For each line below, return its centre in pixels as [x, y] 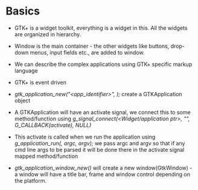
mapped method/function [46, 156]
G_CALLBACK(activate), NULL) [53, 125]
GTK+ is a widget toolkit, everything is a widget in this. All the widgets [101, 28]
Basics [23, 11]
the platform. [30, 180]
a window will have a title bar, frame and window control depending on [102, 174]
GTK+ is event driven [40, 82]
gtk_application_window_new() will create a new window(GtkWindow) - [103, 168]
